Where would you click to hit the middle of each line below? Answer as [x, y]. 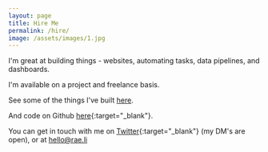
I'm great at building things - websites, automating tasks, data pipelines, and [134, 61]
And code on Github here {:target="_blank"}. [81, 116]
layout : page [30, 16]
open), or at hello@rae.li [48, 140]
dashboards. [29, 70]
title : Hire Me [34, 23]
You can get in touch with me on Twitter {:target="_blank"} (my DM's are [127, 131]
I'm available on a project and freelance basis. [84, 85]
